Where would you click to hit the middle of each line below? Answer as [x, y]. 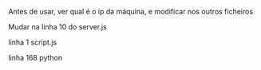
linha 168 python [36, 58]
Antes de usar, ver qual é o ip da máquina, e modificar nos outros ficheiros [131, 12]
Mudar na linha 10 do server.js [58, 27]
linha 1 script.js [33, 42]
